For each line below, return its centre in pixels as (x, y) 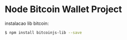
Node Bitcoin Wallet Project (63, 9)
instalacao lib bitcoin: (27, 23)
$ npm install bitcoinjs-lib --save (43, 32)
